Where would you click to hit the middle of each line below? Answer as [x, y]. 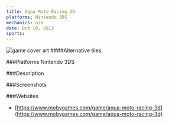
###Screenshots [27, 85]
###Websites [22, 96]
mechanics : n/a [25, 22]
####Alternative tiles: [77, 50]
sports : [16, 34]
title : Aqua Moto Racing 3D [41, 12]
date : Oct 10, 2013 [30, 28]
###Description [25, 73]
